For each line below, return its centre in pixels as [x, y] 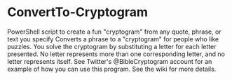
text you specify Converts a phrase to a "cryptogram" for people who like [113, 39]
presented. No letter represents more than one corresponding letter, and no [116, 54]
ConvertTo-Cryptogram [78, 12]
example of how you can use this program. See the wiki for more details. [112, 69]
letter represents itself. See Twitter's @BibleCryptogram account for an [110, 61]
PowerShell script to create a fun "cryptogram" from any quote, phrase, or [115, 32]
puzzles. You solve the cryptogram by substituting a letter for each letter [112, 46]
